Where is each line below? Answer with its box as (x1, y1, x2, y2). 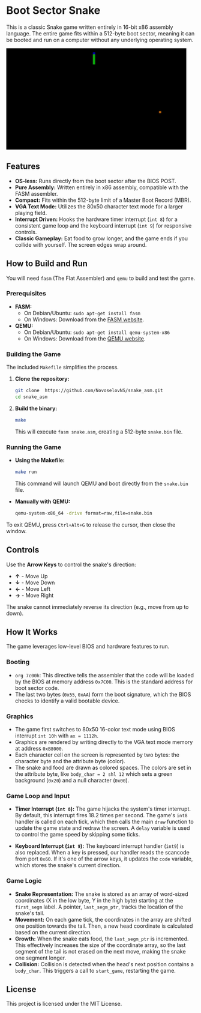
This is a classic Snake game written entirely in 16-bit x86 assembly (6, 23, 173, 31)
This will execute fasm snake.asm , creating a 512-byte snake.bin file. (14, 428, 183, 435)
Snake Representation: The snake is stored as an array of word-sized (14, 890, 188, 898)
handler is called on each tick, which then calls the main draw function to (14, 818, 194, 826)
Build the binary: (14, 405, 58, 412)
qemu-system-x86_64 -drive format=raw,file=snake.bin (14, 510, 152, 516)
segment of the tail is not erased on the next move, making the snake (14, 948, 186, 955)
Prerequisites (6, 289, 46, 298)
